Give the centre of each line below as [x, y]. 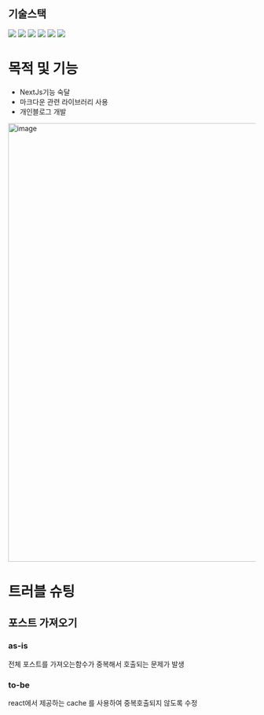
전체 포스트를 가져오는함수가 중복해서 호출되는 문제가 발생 [96, 664]
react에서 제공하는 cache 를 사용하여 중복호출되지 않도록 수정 [103, 702]
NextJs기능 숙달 [45, 92]
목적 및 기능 [43, 68]
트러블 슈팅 [42, 591]
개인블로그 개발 [43, 112]
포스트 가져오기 [43, 623]
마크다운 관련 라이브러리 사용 [64, 101]
